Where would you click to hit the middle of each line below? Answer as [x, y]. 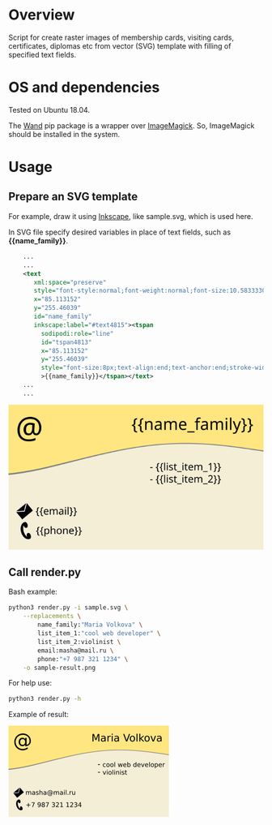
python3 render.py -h [45, 699]
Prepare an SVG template [73, 197]
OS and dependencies [84, 88]
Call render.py [45, 572]
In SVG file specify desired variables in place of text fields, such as [120, 232]
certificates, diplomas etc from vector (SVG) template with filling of [120, 45]
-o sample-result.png [59, 668]
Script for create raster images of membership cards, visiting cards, [121, 37]
